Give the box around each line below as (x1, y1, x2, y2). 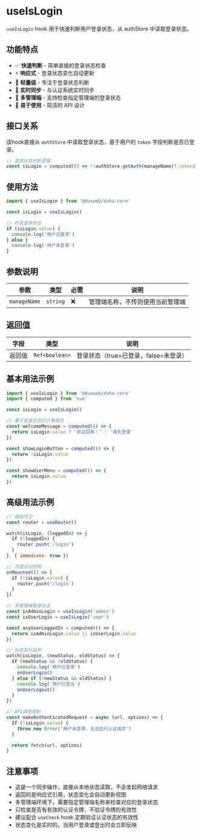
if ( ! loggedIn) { (11, 536, 56, 542)
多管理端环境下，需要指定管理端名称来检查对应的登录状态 (14, 798, 158, 806)
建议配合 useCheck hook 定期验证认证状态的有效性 (14, 813, 139, 821)
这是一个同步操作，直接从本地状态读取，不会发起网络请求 (14, 783, 158, 791)
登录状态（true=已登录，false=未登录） (76, 351, 188, 360)
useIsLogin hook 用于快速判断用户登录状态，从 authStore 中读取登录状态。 (6, 25, 193, 32)
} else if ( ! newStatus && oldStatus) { (11, 675, 112, 681)
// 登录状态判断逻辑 (6, 157, 51, 164)
